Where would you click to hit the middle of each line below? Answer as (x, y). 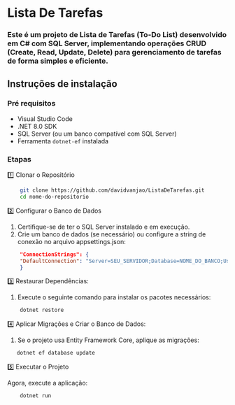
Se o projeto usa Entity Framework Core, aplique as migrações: (108, 340)
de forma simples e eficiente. (58, 61)
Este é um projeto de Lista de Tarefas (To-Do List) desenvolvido (117, 35)
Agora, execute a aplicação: (48, 383)
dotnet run (36, 396)
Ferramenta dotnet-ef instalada (63, 141)
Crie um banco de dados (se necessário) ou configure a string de (112, 234)
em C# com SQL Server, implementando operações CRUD (107, 43)
